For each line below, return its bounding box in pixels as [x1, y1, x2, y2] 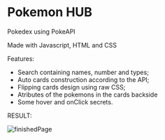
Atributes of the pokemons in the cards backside [17, 90, 158, 99]
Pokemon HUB [7, 4, 93, 20]
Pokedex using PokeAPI [7, 27, 76, 36]
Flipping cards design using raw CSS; [17, 83, 126, 91]
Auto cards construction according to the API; [17, 75, 150, 84]
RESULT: [7, 111, 32, 120]
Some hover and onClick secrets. [17, 97, 113, 106]
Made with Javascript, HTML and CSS [7, 41, 117, 49]
